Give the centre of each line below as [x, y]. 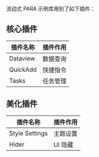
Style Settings [29, 133]
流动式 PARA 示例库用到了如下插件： [51, 9]
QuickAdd [23, 69]
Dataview [22, 58]
